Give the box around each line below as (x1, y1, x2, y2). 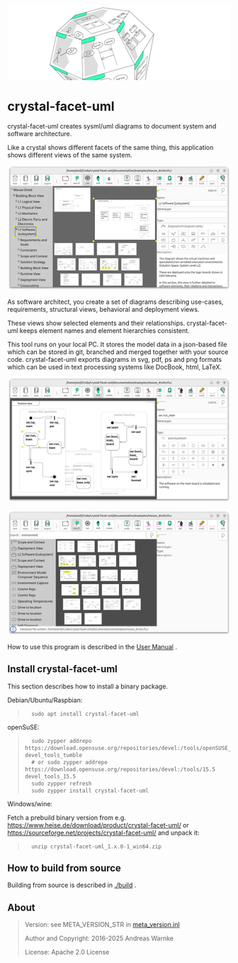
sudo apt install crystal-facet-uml (31, 710, 140, 717)
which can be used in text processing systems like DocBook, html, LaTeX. (7, 363, 222, 371)
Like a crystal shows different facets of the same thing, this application (7, 143, 214, 151)
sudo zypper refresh (31, 780, 92, 787)
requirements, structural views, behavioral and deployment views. (7, 304, 200, 314)
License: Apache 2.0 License (24, 948, 110, 957)
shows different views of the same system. (7, 150, 132, 159)
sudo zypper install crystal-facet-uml (31, 787, 149, 794)
